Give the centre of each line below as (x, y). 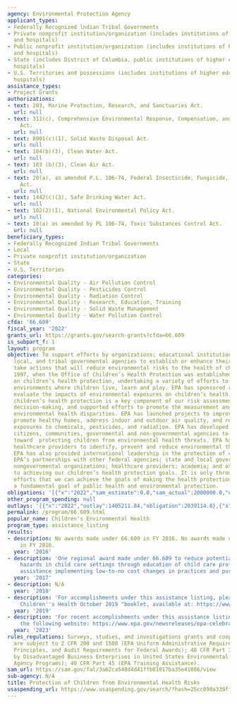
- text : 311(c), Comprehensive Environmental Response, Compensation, (113, 119)
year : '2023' (33, 631)
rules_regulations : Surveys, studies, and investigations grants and (112, 637)
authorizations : (31, 99)
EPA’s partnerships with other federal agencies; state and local (113, 460)
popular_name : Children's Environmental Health (79, 519)
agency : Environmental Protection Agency (69, 14)
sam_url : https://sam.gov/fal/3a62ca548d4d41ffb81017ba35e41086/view (112, 670)
